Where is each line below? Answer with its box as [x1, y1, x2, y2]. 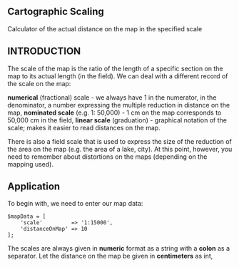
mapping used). [7, 159, 54, 168]
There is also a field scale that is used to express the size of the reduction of [7, 137, 232, 145]
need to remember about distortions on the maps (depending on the [7, 152, 208, 161]
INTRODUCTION [7, 46, 81, 58]
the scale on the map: [7, 79, 71, 88]
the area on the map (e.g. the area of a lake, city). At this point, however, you [7, 145, 233, 153]
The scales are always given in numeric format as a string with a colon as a [7, 244, 230, 253]
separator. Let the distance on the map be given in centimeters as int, [7, 252, 213, 261]
